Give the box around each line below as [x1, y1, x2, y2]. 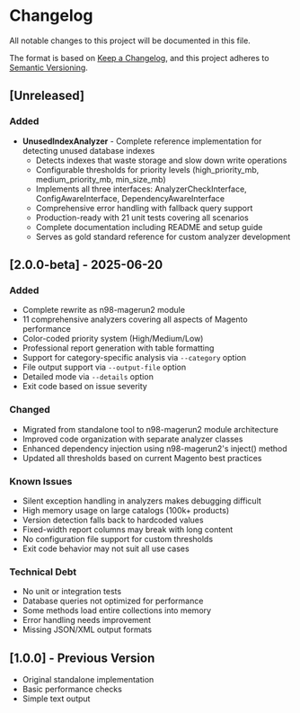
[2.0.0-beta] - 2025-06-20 [9, 257, 163, 272]
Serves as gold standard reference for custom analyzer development [35, 231, 291, 242]
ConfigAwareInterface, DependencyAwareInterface [35, 192, 225, 203]
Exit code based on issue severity [22, 381, 148, 392]
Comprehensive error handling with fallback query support [35, 202, 253, 213]
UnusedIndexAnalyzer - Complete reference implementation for [22, 136, 262, 147]
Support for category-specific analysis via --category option [22, 352, 247, 363]
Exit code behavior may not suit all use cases [22, 543, 190, 554]
